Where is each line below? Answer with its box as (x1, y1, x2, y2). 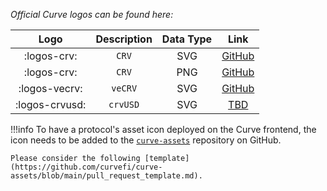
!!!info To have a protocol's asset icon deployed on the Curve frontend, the (10, 124, 317, 135)
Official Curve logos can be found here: (10, 9, 174, 20)
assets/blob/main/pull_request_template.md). (10, 171, 203, 181)
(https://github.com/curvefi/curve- (10, 162, 163, 172)
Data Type (161, 32, 213, 46)
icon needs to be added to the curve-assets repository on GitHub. (10, 134, 282, 146)
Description (95, 32, 153, 46)
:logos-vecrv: (18, 82, 83, 95)
